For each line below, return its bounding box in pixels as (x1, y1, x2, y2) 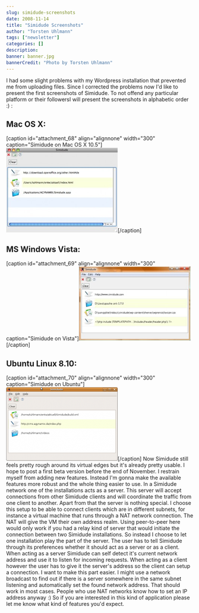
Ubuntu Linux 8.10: (6, 358, 77, 368)
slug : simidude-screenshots (6, 10, 76, 15)
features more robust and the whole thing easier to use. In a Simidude (6, 481, 177, 488)
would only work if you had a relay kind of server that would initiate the (6, 524, 180, 532)
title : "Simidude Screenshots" (6, 22, 84, 28)
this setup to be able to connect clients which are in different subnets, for (6, 505, 185, 513)
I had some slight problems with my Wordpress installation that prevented (6, 77, 186, 84)
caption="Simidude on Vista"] (6, 335, 79, 342)
